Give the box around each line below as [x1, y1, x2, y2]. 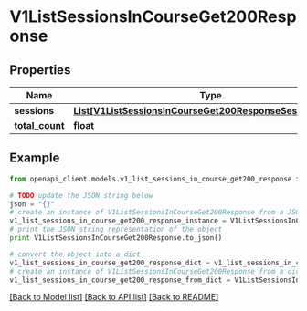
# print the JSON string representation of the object [9, 225, 223, 234]
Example [9, 150, 60, 166]
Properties [9, 62, 71, 78]
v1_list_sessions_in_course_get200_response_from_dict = [9, 275, 231, 285]
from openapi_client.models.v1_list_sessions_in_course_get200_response [9, 174, 292, 183]
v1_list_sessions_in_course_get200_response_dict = [9, 258, 210, 267]
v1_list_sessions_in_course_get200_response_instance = [9, 216, 227, 225]
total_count [14, 119, 65, 131]
